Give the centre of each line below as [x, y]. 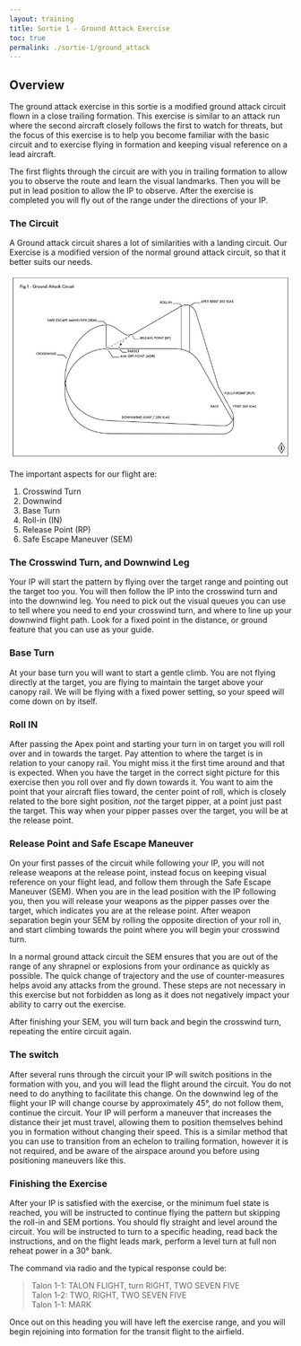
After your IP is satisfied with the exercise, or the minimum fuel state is [139, 1202]
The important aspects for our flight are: [83, 474]
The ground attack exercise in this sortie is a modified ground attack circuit [148, 107]
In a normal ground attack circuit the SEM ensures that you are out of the [144, 957]
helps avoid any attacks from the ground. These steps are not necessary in [148, 985]
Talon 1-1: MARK [61, 1304]
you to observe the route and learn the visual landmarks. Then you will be [145, 181]
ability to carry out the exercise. [68, 1005]
